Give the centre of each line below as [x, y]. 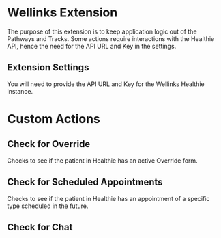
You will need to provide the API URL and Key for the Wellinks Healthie [106, 84]
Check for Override [49, 144]
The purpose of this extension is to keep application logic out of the [102, 31]
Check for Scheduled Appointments [85, 182]
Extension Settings [48, 67]
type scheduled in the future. [48, 206]
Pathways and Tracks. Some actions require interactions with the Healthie [111, 38]
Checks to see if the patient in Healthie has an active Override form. [102, 160]
